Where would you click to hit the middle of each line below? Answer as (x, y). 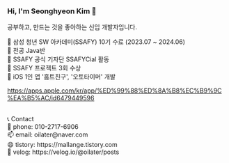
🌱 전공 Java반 (26, 51)
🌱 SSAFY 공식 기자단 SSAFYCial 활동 (58, 59)
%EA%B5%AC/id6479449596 (51, 98)
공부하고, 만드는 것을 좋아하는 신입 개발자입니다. (72, 27)
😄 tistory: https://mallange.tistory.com (63, 145)
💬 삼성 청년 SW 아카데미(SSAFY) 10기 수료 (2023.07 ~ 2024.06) (96, 42)
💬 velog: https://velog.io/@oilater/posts (63, 152)
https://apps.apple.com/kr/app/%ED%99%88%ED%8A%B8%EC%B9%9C (114, 91)
